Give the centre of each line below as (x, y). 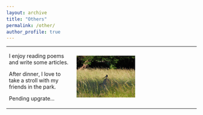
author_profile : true (34, 32)
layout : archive (27, 13)
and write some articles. (39, 62)
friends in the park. (32, 87)
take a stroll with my (34, 80)
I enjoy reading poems (37, 56)
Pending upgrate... (32, 98)
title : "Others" (27, 19)
